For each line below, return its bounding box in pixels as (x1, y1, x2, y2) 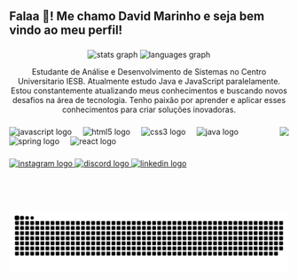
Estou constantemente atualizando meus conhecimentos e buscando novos (10, 85, 288, 96)
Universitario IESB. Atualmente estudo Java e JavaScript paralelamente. (17, 76, 281, 87)
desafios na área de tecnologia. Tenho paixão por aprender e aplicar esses (12, 95, 286, 106)
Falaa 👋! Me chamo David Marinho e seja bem (9, 9, 264, 24)
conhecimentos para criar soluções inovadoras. (61, 104, 237, 116)
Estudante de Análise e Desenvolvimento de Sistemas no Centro (31, 67, 267, 77)
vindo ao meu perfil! (9, 23, 122, 38)
